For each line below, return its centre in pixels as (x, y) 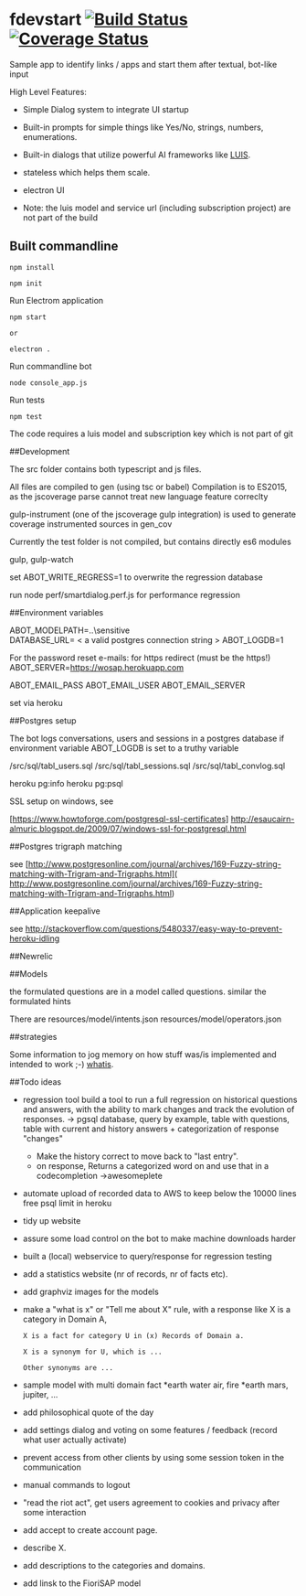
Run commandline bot (51, 366)
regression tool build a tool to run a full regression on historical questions (160, 1099)
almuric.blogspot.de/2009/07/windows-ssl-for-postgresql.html (128, 829)
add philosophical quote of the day (88, 1412)
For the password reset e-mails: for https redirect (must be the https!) (140, 658)
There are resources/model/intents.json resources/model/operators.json (146, 1019)
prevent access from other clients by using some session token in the (153, 1457)
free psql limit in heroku (67, 1203)
